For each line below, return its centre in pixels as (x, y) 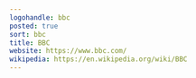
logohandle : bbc (40, 17)
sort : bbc (28, 34)
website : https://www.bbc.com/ (68, 51)
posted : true (34, 26)
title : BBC (30, 43)
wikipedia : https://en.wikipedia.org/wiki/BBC (98, 59)
